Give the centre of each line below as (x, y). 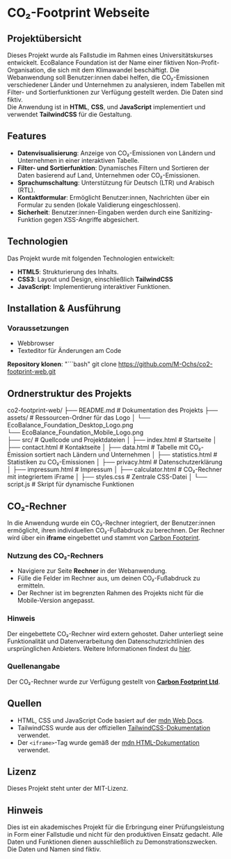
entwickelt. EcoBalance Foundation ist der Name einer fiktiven (96, 63)
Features (27, 136)
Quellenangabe (34, 666)
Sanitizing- (197, 212)
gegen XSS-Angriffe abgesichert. (91, 219)
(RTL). (26, 190)
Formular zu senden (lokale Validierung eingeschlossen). (99, 205)
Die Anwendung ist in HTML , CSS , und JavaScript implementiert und (106, 107)
